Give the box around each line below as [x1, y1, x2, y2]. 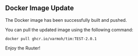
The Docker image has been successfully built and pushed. [5, 17, 127, 23]
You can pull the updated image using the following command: [5, 27, 134, 33]
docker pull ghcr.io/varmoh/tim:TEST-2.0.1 [5, 36, 97, 41]
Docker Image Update [5, 4, 74, 12]
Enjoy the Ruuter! [5, 45, 41, 51]
